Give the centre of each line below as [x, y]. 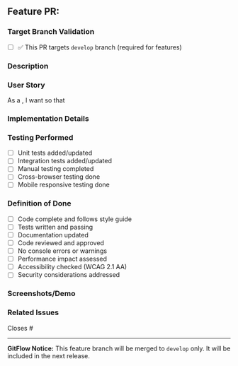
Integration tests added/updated [64, 161]
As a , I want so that [36, 100]
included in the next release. [49, 355]
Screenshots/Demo [41, 294]
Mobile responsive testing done [63, 185]
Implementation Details [49, 118]
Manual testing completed [56, 169]
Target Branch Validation [51, 32]
